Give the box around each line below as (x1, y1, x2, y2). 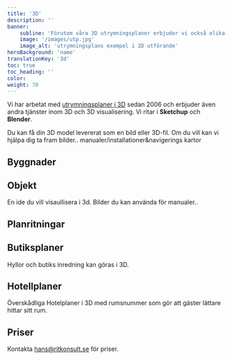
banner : (7, 23, 30, 30)
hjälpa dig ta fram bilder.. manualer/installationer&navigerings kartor (7, 136, 201, 145)
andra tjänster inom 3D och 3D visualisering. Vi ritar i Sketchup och (7, 108, 201, 116)
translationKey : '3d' (7, 56, 70, 63)
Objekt (7, 180, 37, 192)
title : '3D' (7, 10, 42, 17)
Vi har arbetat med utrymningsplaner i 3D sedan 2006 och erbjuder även (7, 100, 216, 108)
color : (7, 74, 26, 82)
